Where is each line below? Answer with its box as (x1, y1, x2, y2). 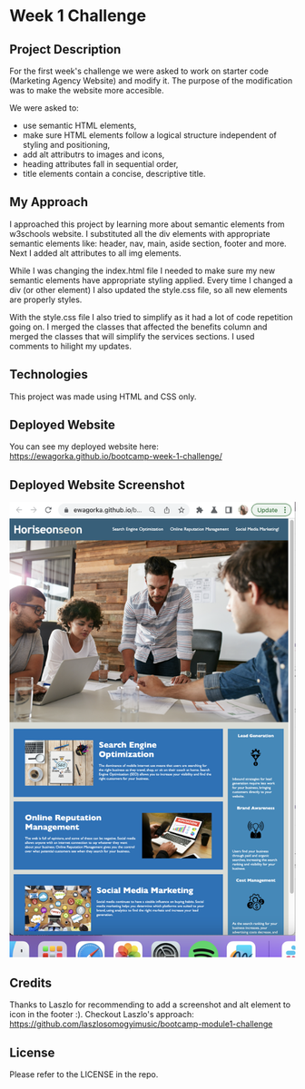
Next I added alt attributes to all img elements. (9, 247, 182, 259)
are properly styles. (9, 294, 83, 305)
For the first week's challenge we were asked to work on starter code (9, 65, 270, 76)
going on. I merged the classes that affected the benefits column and (9, 321, 268, 332)
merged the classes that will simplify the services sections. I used (9, 330, 255, 341)
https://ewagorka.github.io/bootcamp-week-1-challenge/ (9, 451, 222, 462)
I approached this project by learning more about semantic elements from (9, 219, 285, 230)
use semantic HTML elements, (22, 120, 137, 131)
